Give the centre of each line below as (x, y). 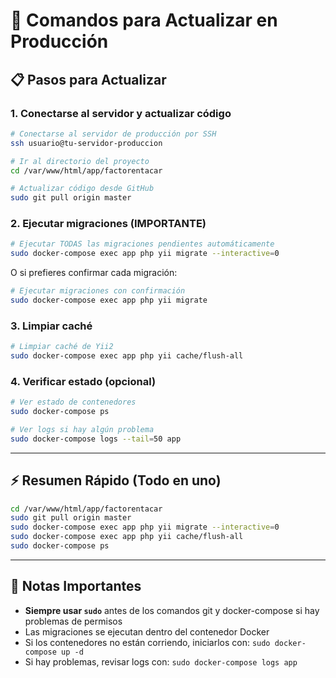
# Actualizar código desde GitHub (82, 189)
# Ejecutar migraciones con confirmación (98, 291)
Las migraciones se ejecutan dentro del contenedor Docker (147, 631)
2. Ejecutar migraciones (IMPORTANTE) (108, 224)
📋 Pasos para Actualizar (88, 79)
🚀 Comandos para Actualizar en (144, 20)
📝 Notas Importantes (76, 586)
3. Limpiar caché (51, 326)
